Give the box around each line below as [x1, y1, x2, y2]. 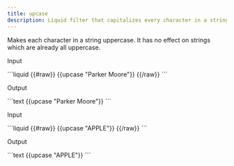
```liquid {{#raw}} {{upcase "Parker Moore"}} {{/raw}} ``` [7, 70, 168, 78]
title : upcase [7, 10, 49, 17]
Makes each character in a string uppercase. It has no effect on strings [7, 35, 211, 44]
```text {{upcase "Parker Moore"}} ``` [7, 97, 111, 105]
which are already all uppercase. [7, 43, 101, 51]
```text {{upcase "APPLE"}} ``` [7, 151, 91, 159]
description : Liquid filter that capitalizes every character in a [7, 17, 208, 24]
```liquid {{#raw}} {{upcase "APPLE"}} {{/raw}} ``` [7, 124, 148, 132]
